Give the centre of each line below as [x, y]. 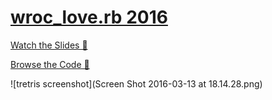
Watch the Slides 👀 [49, 45]
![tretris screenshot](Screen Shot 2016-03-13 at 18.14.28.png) [136, 83]
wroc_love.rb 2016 [89, 17]
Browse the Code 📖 [50, 64]
